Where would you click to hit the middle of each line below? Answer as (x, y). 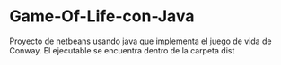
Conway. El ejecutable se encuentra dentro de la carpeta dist (122, 50)
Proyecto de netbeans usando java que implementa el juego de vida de (140, 41)
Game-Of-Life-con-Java (102, 16)
